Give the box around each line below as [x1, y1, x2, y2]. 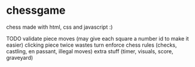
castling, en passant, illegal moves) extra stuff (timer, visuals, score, [6, 47, 173, 54]
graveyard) [6, 54, 33, 61]
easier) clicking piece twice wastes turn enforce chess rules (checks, [6, 41, 178, 48]
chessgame [6, 4, 66, 17]
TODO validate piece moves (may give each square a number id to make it [6, 35, 190, 42]
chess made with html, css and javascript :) [6, 23, 113, 31]
